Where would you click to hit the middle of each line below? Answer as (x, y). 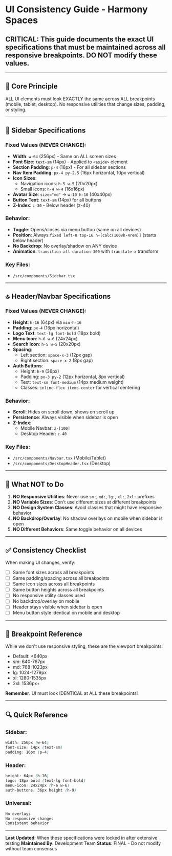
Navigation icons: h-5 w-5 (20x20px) (59, 183)
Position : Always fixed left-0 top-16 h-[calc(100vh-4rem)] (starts (84, 235)
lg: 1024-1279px (30, 673)
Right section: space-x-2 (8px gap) (57, 360)
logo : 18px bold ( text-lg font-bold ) (46, 781)
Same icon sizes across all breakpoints (54, 584)
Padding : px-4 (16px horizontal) (46, 327)
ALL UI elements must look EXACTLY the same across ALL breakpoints (80, 99)
